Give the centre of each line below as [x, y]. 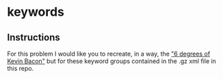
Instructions [34, 37]
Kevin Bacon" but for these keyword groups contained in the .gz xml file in [112, 61]
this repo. [21, 68]
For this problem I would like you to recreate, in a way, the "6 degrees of [109, 54]
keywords [36, 12]
